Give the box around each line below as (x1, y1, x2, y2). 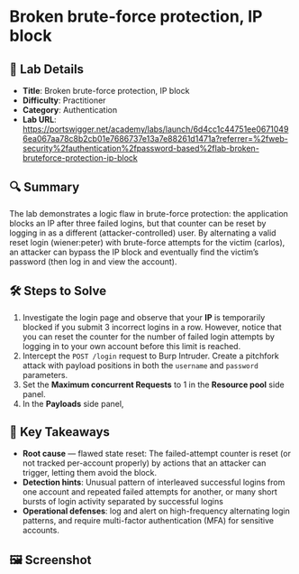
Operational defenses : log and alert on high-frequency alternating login (22, 505, 290, 516)
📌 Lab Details (9, 61, 84, 77)
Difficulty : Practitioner (22, 95, 106, 106)
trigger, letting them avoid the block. (22, 468, 158, 478)
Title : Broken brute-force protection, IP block (22, 86, 190, 96)
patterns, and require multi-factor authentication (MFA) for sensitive (22, 515, 275, 526)
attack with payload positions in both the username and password (22, 359, 258, 371)
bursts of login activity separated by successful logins (22, 496, 223, 507)
